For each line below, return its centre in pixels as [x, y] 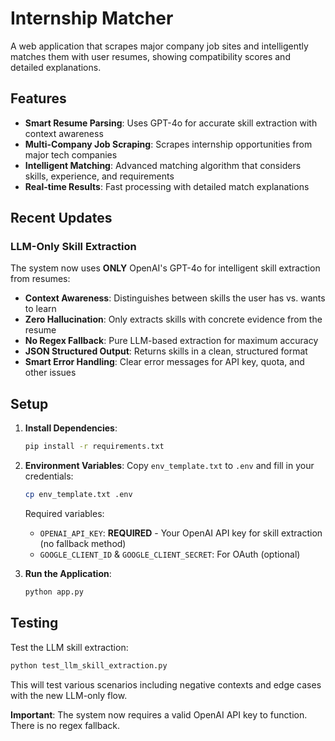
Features [38, 98]
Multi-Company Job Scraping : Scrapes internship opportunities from [168, 144]
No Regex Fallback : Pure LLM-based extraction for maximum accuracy [171, 341]
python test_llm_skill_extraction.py [89, 665]
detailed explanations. [56, 67]
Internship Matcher [92, 18]
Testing [34, 623]
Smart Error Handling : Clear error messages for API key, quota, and [164, 362]
